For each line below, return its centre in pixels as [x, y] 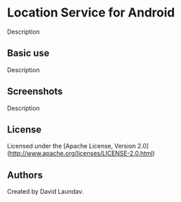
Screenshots [35, 92]
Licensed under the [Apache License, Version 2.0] [78, 146]
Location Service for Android [91, 13]
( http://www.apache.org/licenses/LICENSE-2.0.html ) [81, 153]
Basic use [28, 53]
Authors [25, 175]
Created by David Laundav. [46, 192]
